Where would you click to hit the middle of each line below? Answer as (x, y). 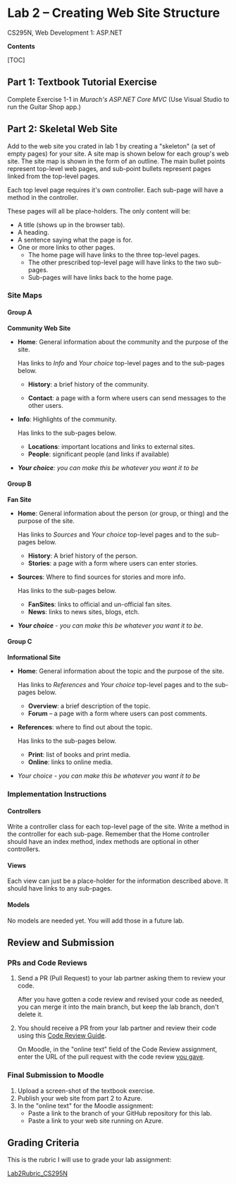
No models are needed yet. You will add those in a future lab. (96, 920)
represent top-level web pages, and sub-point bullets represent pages (109, 168)
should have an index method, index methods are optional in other (103, 842)
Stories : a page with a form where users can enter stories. (113, 563)
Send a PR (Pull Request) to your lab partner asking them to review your (122, 978)
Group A (20, 312)
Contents (21, 46)
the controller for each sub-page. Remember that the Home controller (108, 834)
